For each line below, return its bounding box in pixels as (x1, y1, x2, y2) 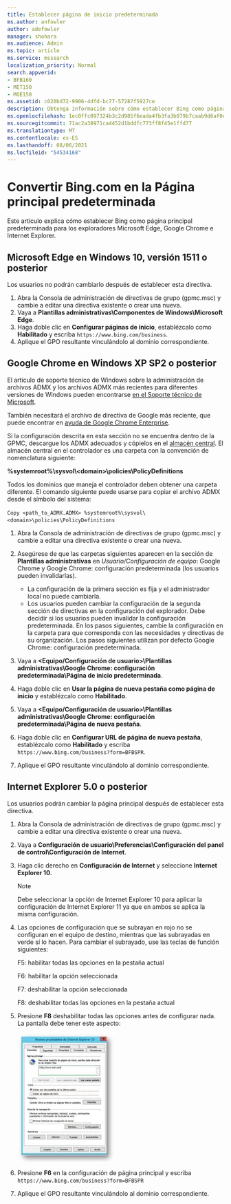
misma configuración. (16, 910, 79, 918)
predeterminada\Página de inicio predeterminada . (16, 671, 163, 679)
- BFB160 (7, 76, 32, 83)
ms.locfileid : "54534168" (7, 149, 81, 156)
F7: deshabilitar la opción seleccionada (16, 985, 128, 993)
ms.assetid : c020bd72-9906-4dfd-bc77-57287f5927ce (7, 98, 155, 105)
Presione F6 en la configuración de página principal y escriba (16, 1168, 192, 1176)
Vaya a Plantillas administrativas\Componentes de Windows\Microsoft (16, 308, 223, 316)
